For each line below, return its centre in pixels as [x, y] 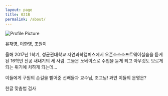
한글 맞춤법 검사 [21, 88]
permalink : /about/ [26, 19]
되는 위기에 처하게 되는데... [31, 67]
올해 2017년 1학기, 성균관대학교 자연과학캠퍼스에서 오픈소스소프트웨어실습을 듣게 [84, 55]
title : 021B [18, 15]
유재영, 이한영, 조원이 [26, 44]
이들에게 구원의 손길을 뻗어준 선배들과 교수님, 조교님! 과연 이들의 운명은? [76, 78]
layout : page [19, 10]
